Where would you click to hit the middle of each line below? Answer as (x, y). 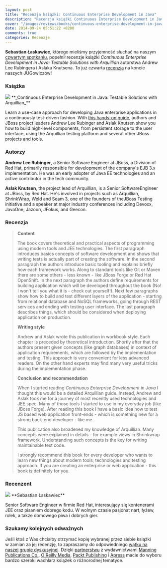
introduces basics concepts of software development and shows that (88, 254)
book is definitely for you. (43, 471)
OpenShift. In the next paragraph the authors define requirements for (88, 280)
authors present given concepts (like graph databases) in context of (87, 347)
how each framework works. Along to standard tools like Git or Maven (89, 270)
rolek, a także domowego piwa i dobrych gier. (52, 516)
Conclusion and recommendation (52, 378)
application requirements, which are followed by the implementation (87, 352)
